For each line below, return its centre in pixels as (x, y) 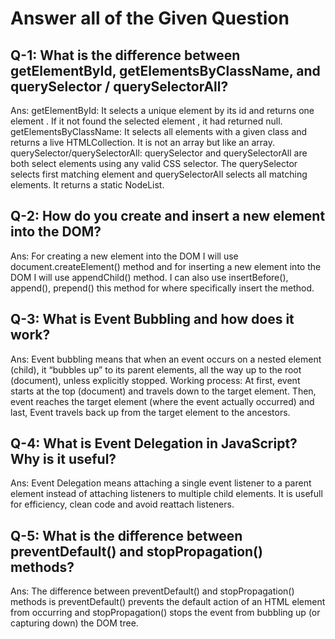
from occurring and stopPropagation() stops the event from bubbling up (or (165, 613)
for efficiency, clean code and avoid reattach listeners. (122, 504)
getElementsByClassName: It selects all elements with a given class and (159, 131)
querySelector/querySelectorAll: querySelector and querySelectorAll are (159, 153)
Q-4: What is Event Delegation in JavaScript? (154, 443)
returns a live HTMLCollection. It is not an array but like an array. (142, 142)
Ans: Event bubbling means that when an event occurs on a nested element (166, 359)
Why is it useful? (63, 459)
